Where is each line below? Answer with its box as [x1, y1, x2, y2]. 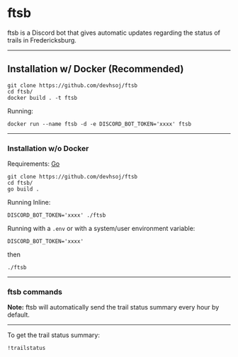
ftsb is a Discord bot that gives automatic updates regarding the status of [7, 28, 221, 37]
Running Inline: [7, 198, 51, 207]
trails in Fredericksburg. [7, 35, 76, 44]
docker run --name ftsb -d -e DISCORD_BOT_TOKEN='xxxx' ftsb [7, 120, 192, 127]
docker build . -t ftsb [7, 94, 78, 101]
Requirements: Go [7, 159, 60, 168]
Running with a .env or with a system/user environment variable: [7, 225, 195, 233]
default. [7, 310, 30, 319]
